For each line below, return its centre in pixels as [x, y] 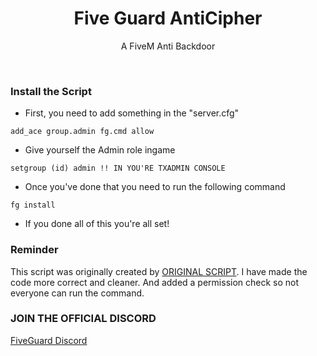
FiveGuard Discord [49, 340]
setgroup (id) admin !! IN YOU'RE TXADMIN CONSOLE [118, 168]
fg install [33, 205]
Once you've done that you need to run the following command [155, 187]
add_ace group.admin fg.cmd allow [82, 132]
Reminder [34, 250]
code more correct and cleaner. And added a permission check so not [155, 282]
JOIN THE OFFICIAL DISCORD [83, 319]
